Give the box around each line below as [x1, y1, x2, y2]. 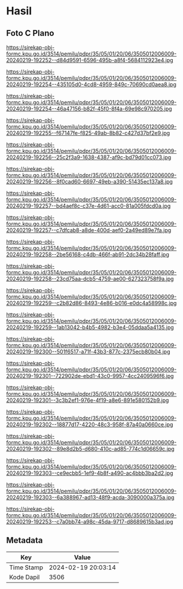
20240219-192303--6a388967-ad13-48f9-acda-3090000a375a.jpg [6, 494, 175, 501]
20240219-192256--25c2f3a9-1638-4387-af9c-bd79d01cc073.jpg [6, 154, 172, 161]
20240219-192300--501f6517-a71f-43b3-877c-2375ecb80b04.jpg [6, 348, 170, 355]
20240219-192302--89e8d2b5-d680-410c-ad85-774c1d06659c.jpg [6, 445, 175, 452]
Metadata [6, 535, 43, 545]
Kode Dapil [9, 573, 40, 581]
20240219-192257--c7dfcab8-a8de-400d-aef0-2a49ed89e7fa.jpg [6, 227, 172, 234]
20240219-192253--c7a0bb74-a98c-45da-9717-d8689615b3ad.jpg [6, 518, 173, 525]
